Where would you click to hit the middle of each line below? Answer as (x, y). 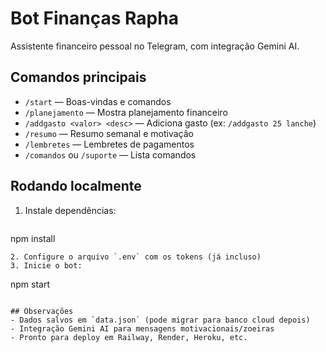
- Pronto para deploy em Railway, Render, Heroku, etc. (129, 337)
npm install (33, 238)
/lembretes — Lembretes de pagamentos (109, 144)
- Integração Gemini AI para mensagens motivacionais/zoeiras (142, 328)
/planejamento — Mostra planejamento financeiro (126, 112)
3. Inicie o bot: (46, 265)
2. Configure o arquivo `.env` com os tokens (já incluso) (136, 257)
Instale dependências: (70, 210)
